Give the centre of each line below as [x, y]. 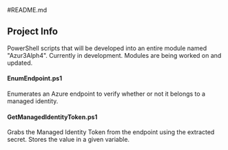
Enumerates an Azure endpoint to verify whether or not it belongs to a [106, 94]
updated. [20, 63]
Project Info [33, 31]
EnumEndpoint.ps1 [35, 78]
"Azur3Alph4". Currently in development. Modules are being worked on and [114, 55]
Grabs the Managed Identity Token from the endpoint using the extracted [111, 132]
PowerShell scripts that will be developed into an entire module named [107, 48]
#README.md [27, 10]
